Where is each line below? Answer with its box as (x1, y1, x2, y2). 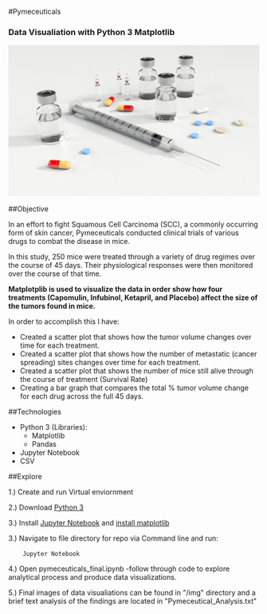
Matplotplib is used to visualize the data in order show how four (8, 284, 223, 293)
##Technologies (8, 407, 62, 416)
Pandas (31, 439, 57, 449)
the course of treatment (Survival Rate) (19, 374, 148, 384)
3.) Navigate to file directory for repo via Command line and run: (8, 533, 218, 543)
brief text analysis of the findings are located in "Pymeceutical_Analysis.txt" (8, 596, 257, 605)
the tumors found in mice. (8, 301, 96, 310)
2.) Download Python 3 (8, 502, 84, 512)
